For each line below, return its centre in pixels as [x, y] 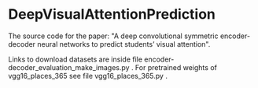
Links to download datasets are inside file [76, 59]
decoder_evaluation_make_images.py [69, 67]
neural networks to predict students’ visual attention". [124, 44]
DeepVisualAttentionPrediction [112, 14]
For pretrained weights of [176, 67]
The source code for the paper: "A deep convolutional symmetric [113, 36]
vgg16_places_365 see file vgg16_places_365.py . [88, 76]
